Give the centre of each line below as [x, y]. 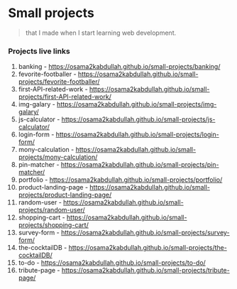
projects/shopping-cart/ [54, 225]
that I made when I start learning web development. [101, 33]
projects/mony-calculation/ [58, 157]
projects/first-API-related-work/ [65, 97]
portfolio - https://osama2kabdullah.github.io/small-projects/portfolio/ [120, 180]
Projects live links [39, 51]
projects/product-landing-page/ [65, 195]
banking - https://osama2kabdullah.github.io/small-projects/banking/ [119, 67]
